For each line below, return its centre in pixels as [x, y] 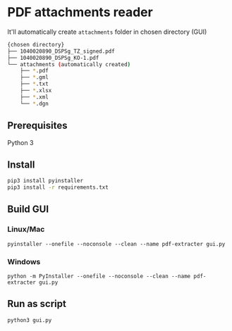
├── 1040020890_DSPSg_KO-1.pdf [53, 58]
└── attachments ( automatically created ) [69, 64]
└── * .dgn [35, 104]
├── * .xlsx [36, 91]
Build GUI [28, 210]
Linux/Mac [26, 230]
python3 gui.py [30, 320]
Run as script [37, 304]
